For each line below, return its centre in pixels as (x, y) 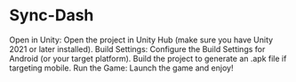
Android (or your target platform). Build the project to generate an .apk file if (148, 58)
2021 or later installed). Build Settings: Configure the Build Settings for (137, 48)
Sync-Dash (52, 15)
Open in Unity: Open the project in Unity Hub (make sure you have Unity (141, 40)
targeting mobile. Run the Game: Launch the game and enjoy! (121, 68)
